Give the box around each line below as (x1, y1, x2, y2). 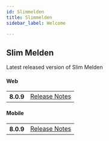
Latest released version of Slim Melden (6, 64, 104, 71)
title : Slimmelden (6, 14, 52, 20)
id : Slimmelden (6, 8, 45, 15)
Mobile (6, 109, 24, 116)
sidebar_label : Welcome (6, 20, 66, 26)
